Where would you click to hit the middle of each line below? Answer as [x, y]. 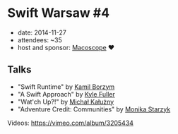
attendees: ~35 [40, 39]
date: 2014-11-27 [42, 32]
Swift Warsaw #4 [59, 13]
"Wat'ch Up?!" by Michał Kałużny [66, 102]
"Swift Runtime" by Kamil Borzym [66, 87]
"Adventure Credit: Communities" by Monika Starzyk [94, 109]
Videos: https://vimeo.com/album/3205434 [71, 123]
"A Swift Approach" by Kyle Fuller [66, 94]
